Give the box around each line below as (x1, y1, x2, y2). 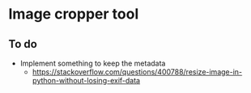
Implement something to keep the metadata (19, 58, 166, 68)
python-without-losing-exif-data (32, 76, 140, 85)
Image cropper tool (8, 5, 139, 23)
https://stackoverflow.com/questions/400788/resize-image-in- (32, 67, 243, 77)
